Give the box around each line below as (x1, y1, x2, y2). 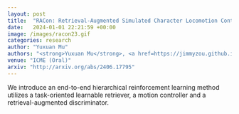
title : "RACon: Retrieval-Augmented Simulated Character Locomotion (7, 17, 218, 24)
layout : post (7, 10, 46, 18)
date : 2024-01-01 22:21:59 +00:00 (7, 24, 116, 31)
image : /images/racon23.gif (7, 30, 91, 38)
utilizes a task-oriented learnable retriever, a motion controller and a (7, 90, 206, 99)
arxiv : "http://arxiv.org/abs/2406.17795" (7, 63, 135, 71)
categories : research (7, 37, 72, 44)
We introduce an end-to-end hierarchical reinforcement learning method (7, 83, 220, 91)
